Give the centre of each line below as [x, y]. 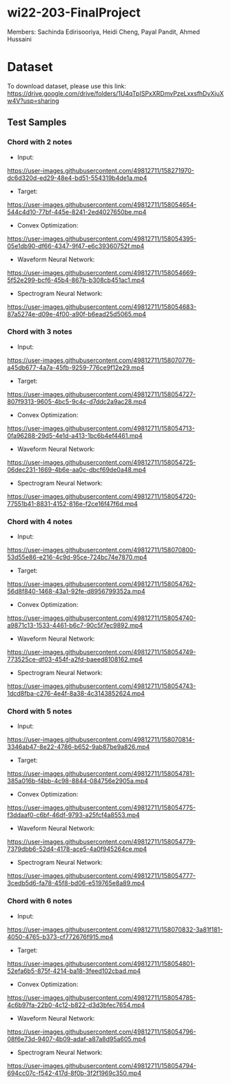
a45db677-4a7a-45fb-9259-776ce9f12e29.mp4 [76, 368]
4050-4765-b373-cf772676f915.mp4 [60, 936]
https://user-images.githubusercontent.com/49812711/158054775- [102, 807]
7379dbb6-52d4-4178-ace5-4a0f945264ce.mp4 [77, 849]
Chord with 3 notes [40, 332]
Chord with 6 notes [40, 901]
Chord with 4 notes [40, 521]
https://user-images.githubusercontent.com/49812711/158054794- [102, 1065]
